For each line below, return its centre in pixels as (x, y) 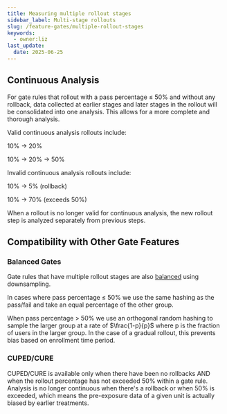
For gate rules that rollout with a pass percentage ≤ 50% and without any (111, 97)
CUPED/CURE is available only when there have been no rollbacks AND (109, 373)
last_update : (26, 46)
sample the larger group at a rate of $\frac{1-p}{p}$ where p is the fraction (113, 325)
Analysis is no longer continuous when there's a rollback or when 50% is (111, 388)
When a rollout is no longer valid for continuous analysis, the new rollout (110, 213)
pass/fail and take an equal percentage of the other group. (91, 305)
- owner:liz (31, 39)
